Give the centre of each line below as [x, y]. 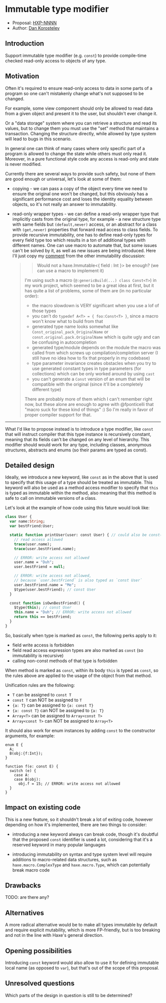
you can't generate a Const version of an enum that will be [91, 379]
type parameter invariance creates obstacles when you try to [94, 363]
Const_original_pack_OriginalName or [70, 331]
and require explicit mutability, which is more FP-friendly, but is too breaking [83, 930]
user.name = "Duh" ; [34, 562]
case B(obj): [27, 779]
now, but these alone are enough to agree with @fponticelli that [89, 404]
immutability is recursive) [38, 655]
